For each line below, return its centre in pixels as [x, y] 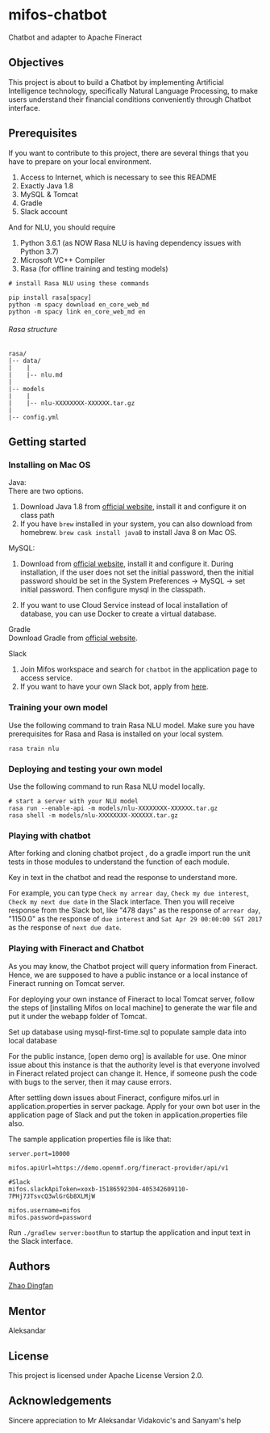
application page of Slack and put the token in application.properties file [128, 1115]
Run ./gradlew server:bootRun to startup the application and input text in [130, 1232]
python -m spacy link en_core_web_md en [77, 312]
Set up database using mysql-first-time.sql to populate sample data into [128, 1031]
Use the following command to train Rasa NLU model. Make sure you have [132, 725]
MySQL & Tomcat [49, 194]
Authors [29, 1267]
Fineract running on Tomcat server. [66, 983]
